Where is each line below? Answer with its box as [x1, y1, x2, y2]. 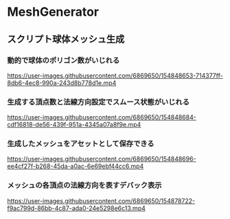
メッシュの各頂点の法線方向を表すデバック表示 [7, 181, 162, 190]
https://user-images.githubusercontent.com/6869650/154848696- [7, 155, 197, 163]
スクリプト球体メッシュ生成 [7, 33, 125, 45]
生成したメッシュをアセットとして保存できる [7, 139, 154, 148]
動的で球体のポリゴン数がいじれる [7, 56, 120, 65]
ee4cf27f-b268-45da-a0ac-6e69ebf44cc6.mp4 [7, 162, 144, 170]
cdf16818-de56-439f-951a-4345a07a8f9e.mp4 [7, 121, 141, 129]
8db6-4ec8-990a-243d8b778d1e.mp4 [7, 78, 117, 87]
